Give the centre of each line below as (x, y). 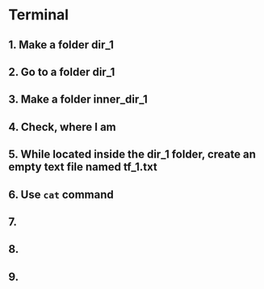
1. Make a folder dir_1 (61, 45)
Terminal (39, 15)
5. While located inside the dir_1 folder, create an (132, 155)
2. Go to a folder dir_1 (62, 71)
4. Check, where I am (63, 127)
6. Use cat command (61, 194)
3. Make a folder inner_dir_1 (78, 100)
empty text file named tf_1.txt (83, 167)
